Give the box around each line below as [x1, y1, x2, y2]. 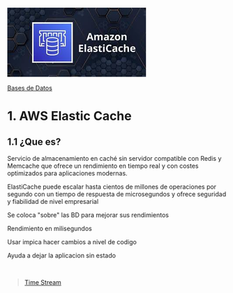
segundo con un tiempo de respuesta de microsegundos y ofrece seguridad [7, 190, 227, 198]
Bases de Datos [7, 84, 52, 92]
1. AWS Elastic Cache [7, 109, 132, 124]
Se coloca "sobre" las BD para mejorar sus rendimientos [7, 211, 170, 219]
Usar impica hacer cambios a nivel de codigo [7, 238, 137, 246]
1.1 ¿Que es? [7, 136, 61, 148]
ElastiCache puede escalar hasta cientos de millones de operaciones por [7, 182, 217, 191]
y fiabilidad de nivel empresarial [7, 198, 99, 205]
